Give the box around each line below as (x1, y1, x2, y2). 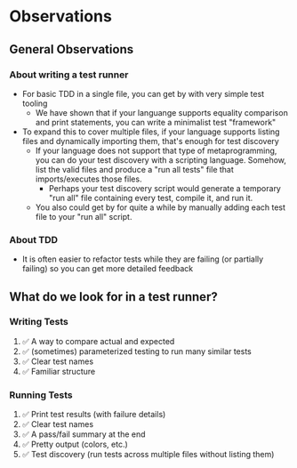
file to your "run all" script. (35, 211, 132, 222)
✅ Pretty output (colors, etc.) (21, 439, 129, 450)
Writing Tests (9, 316, 68, 328)
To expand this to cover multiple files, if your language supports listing (21, 126, 280, 137)
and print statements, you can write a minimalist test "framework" (35, 117, 277, 127)
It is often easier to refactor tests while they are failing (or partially (21, 254, 264, 264)
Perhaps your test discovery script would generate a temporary (48, 182, 282, 193)
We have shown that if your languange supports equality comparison (35, 107, 289, 117)
